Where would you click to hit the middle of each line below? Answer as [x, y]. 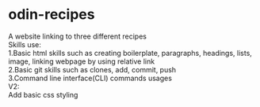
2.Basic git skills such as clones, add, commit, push [92, 69]
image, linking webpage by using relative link [82, 61]
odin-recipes [52, 15]
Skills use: [25, 44]
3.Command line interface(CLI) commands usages [90, 78]
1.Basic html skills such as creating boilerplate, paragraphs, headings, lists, [130, 53]
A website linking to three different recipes [77, 36]
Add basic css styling [43, 94]
